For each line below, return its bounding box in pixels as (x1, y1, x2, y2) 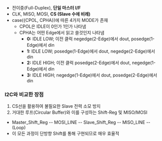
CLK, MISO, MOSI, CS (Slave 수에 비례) (11, 11, 90, 17)
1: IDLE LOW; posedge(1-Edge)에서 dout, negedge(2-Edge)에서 (26, 48, 155, 54)
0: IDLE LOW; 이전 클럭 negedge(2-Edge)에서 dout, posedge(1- (26, 36, 155, 42)
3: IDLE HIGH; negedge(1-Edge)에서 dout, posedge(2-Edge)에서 (26, 72, 158, 78)
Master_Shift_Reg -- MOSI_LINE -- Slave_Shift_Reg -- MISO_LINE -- (11, 119, 151, 126)
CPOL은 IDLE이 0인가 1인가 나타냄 (19, 23, 86, 29)
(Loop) (11, 125, 26, 131)
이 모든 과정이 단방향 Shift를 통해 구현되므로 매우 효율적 (11, 131, 120, 137)
